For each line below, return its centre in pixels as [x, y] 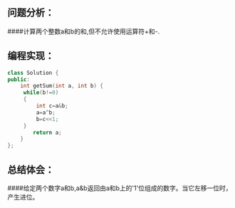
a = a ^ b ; [46, 113]
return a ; [47, 132]
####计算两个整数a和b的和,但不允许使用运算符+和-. [84, 31]
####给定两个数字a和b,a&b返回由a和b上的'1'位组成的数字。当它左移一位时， [120, 188]
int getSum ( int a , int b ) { [62, 86]
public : [19, 79]
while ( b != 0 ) [41, 93]
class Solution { [33, 73]
